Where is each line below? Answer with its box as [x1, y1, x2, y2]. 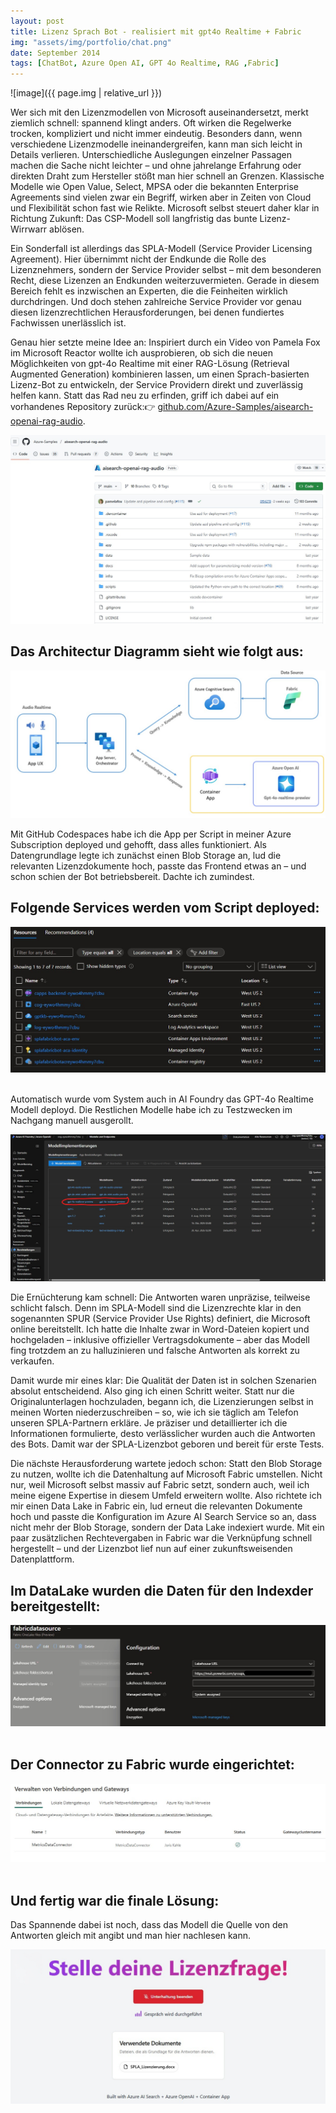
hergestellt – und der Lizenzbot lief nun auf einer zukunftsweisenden [10, 1543, 293, 1555]
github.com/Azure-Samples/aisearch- [157, 401, 314, 413]
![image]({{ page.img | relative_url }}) [10, 87, 163, 99]
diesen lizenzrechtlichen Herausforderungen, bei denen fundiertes [10, 306, 285, 319]
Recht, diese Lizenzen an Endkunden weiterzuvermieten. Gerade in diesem [10, 275, 320, 287]
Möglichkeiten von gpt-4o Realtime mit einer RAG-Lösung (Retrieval [10, 358, 290, 370]
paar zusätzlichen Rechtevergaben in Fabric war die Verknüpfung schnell [10, 1532, 313, 1544]
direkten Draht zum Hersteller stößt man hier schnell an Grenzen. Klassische [10, 170, 325, 182]
